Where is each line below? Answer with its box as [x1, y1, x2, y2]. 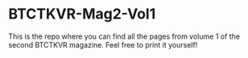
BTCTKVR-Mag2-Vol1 [8, 5, 156, 23]
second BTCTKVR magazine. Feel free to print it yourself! [8, 39, 198, 49]
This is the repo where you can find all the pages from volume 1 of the [8, 31, 240, 41]
